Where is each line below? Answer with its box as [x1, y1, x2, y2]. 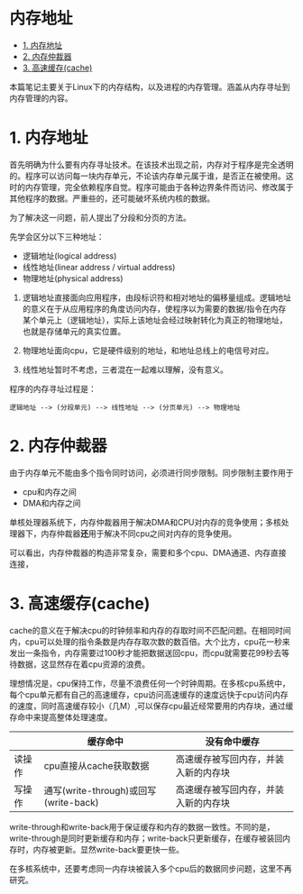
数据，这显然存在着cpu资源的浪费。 [16, 659, 151, 670]
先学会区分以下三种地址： [9, 231, 105, 242]
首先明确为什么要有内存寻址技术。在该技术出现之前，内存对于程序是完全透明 [9, 159, 294, 169]
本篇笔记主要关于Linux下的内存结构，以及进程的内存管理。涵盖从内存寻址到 [9, 81, 290, 92]
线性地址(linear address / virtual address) [22, 261, 176, 272]
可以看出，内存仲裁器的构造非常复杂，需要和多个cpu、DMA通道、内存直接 [9, 547, 287, 558]
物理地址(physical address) [22, 272, 124, 284]
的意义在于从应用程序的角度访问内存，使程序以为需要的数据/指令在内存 [22, 303, 287, 314]
